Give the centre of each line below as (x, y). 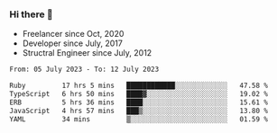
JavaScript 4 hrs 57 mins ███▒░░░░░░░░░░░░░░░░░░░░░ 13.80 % (139, 111)
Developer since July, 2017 (73, 43)
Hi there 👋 (32, 14)
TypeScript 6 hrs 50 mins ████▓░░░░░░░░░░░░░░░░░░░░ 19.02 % (139, 94)
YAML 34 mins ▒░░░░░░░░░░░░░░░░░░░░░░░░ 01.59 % (139, 119)
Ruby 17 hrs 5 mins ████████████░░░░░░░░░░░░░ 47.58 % (139, 86)
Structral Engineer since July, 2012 (87, 53)
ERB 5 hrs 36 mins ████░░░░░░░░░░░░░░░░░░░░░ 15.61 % (139, 102)
